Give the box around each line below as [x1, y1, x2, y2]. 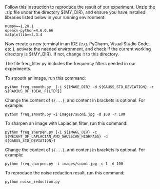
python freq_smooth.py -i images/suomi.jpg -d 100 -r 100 [5, 112, 125, 117]
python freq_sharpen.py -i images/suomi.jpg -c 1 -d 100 [5, 161, 123, 166]
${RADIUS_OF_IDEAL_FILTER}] [5, 89, 62, 94]
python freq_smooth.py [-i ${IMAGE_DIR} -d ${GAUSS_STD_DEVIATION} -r [5, 85, 154, 89]
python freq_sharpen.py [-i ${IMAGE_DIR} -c [5, 130, 97, 135]
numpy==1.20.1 [5, 24, 34, 29]
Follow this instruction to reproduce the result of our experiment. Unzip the [5, 4, 155, 10]
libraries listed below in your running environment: [5, 15, 106, 20]
